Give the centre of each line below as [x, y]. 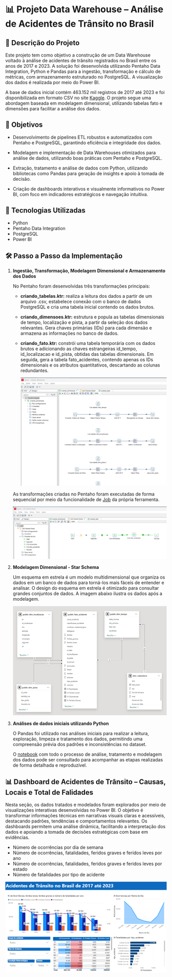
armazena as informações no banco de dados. [69, 333]
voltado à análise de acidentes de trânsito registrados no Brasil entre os [81, 61]
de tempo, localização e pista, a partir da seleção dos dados [84, 322]
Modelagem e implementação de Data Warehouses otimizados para [84, 152]
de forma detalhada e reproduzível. [50, 765]
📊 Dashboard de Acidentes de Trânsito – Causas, [85, 782]
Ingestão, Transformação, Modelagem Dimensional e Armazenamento [89, 271]
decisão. [22, 179]
